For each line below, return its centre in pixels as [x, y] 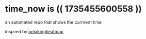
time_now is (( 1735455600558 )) [73, 9]
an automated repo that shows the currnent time [53, 22]
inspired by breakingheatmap [34, 31]
